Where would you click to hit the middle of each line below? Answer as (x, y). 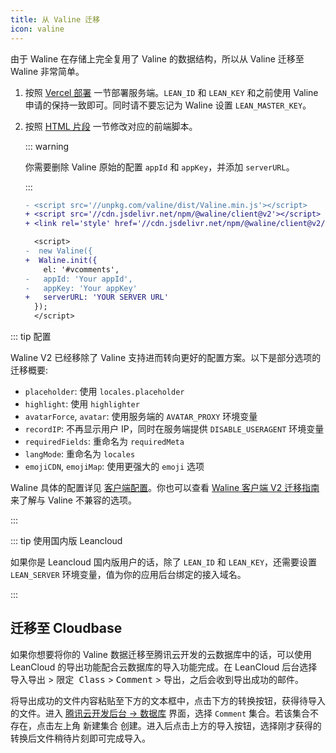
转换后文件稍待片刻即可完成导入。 (80, 738)
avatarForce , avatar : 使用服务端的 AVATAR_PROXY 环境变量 (141, 416)
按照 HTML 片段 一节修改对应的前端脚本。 (111, 126)
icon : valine (37, 29)
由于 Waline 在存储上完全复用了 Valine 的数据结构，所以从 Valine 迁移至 (157, 58)
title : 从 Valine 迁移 (55, 19)
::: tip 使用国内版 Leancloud (66, 540)
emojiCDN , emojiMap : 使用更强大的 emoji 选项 (114, 466)
